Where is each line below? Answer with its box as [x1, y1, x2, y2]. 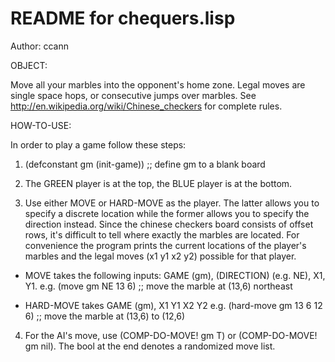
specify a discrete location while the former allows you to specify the [24, 207, 310, 219]
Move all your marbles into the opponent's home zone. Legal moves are [10, 78, 306, 91]
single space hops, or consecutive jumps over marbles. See [10, 89, 257, 101]
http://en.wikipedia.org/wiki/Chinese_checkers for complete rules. [10, 100, 283, 112]
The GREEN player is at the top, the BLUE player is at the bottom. [24, 177, 293, 189]
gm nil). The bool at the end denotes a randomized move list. [24, 340, 276, 352]
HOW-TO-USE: [10, 119, 72, 131]
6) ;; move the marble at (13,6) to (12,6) [24, 310, 186, 322]
